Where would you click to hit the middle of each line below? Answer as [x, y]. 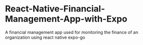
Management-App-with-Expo [66, 19]
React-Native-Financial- [55, 9]
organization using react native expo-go [45, 37]
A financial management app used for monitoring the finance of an [72, 32]
